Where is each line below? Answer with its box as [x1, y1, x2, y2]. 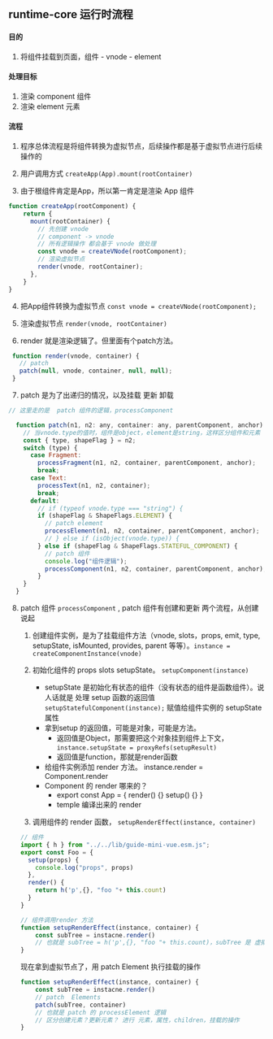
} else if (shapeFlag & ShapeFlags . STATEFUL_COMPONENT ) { [37, 541, 238, 550]
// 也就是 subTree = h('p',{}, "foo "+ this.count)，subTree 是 [35, 938, 251, 947]
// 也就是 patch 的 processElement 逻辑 [35, 1008, 167, 1016]
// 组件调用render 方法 [19, 915, 93, 924]
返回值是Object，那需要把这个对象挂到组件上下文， [56, 733, 229, 742]
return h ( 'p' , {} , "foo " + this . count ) [35, 886, 167, 894]
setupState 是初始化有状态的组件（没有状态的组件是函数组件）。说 [44, 682, 265, 692]
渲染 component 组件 [19, 91, 92, 101]
